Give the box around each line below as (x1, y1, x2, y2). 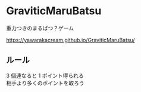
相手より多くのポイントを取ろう (6, 79, 84, 87)
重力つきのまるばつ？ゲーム (6, 24, 74, 31)
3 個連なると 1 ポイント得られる (6, 72, 84, 79)
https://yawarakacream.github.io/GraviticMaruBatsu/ (6, 36, 135, 43)
